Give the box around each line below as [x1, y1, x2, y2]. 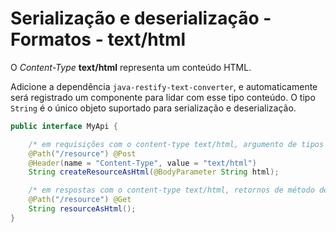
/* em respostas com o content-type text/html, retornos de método [28, 185, 315, 196]
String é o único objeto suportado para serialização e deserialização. [10, 102, 297, 114]
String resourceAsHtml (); [28, 204, 137, 214]
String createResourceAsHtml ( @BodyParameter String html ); [28, 167, 280, 177]
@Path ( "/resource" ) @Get [28, 195, 132, 205]
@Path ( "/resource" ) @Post [28, 148, 137, 159]
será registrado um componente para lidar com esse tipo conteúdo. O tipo [10, 91, 316, 103]
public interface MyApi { [10, 121, 118, 131]
